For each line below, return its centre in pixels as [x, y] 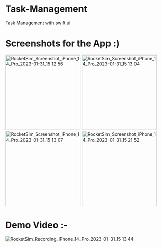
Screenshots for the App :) [62, 44]
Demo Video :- [36, 225]
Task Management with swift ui [38, 23]
